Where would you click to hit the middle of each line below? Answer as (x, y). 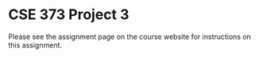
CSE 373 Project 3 (69, 15)
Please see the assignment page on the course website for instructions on (130, 37)
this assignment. (35, 44)
